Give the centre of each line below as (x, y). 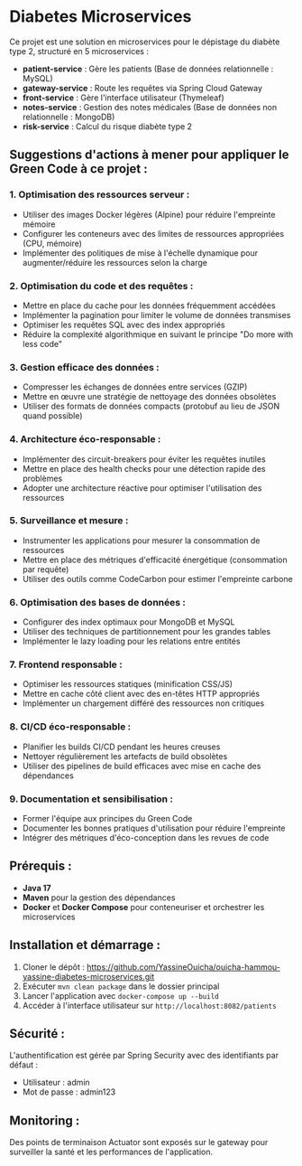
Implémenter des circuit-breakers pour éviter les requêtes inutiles (144, 459)
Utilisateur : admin (56, 1083)
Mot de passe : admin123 (69, 1092)
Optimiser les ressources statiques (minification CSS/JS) (127, 684)
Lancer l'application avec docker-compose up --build (120, 995)
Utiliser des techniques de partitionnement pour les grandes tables (146, 632)
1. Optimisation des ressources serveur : (100, 194)
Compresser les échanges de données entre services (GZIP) (135, 387)
